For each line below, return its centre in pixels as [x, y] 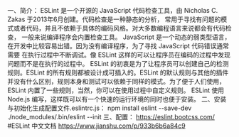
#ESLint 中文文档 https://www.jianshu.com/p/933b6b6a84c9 [97, 126]
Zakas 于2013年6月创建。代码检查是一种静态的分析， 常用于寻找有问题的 [114, 19]
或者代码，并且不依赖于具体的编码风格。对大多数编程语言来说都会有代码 [119, 28]
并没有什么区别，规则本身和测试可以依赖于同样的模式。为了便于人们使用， [116, 81]
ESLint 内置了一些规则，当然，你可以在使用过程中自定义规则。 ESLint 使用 [116, 90]
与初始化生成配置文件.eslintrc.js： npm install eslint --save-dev [100, 108]
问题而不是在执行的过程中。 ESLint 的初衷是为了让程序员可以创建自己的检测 [118, 64]
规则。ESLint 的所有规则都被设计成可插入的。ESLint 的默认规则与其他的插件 [118, 72]
